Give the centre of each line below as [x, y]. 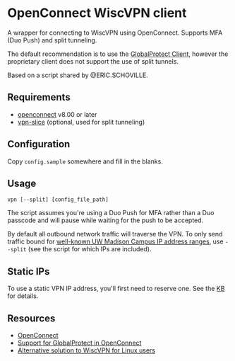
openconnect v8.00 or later [57, 114]
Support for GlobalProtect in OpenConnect [79, 343]
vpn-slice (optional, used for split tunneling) [81, 122]
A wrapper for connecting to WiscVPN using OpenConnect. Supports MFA [115, 33]
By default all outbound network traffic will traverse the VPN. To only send [115, 234]
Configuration [39, 144]
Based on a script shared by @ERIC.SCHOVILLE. [78, 75]
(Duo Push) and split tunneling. [52, 40]
